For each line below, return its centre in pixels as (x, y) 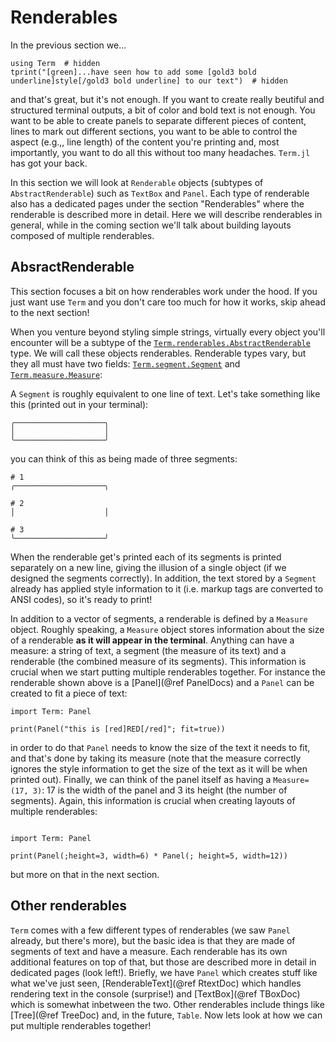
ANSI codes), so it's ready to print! (81, 599)
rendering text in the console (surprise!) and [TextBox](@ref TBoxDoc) (155, 993)
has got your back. (49, 163)
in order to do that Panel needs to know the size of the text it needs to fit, (160, 747)
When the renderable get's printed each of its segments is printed (146, 557)
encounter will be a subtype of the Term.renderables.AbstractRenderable (160, 342)
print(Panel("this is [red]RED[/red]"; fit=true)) (118, 729)
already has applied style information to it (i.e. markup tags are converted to (167, 588)
